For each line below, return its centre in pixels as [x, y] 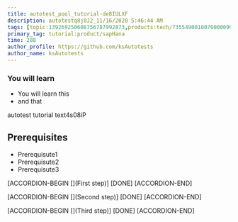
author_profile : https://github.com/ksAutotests [80, 47]
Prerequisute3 [38, 169]
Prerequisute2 [38, 162]
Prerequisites [38, 137]
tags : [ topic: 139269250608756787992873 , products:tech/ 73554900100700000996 [121, 27]
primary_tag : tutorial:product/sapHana [66, 34]
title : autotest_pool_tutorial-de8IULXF [68, 14]
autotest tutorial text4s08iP [47, 115]
